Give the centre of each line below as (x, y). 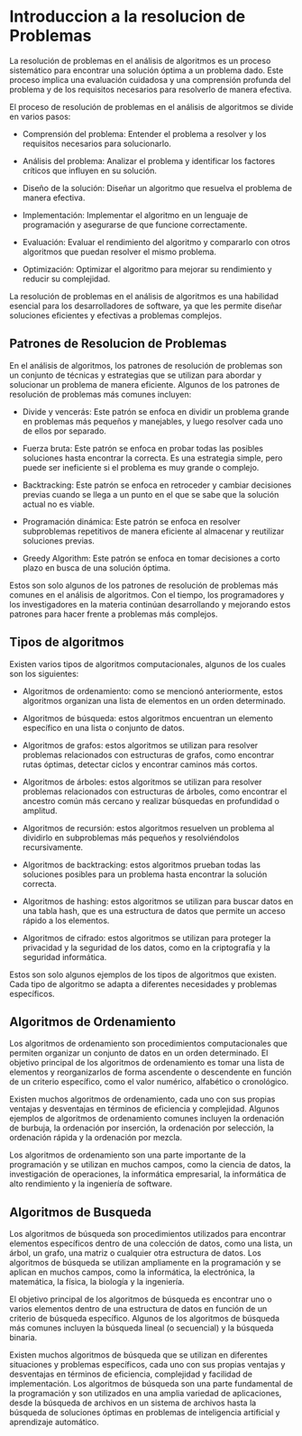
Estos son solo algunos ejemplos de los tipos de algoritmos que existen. (143, 974)
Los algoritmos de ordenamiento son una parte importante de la (128, 1155)
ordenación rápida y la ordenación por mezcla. (96, 1138)
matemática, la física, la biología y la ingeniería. (97, 1282)
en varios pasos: (40, 116)
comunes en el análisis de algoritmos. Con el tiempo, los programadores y (147, 595)
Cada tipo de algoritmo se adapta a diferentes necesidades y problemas (143, 983)
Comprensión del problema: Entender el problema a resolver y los (144, 133)
